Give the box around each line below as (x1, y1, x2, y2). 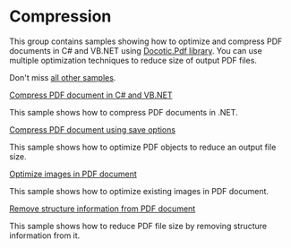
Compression (9, 6, 112, 27)
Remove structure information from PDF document (9, 203, 196, 214)
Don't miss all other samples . (9, 72, 116, 82)
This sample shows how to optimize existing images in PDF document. (9, 185, 270, 196)
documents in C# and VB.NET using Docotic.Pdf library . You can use (9, 45, 262, 56)
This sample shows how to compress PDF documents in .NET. (9, 107, 239, 117)
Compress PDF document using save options (9, 124, 176, 135)
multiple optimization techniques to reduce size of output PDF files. (9, 55, 258, 65)
